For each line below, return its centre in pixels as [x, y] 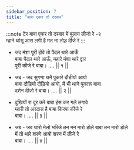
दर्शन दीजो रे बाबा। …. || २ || [43, 90]
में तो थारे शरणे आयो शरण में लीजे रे [47, 134]
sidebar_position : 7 [31, 11]
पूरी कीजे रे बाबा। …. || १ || [41, 65]
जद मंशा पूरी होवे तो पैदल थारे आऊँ [46, 52]
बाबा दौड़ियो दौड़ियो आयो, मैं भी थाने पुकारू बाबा [58, 84]
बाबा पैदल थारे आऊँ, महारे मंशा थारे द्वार [50, 59]
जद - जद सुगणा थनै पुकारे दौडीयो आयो [51, 77]
